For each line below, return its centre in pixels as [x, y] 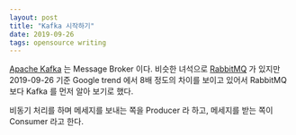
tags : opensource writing [58, 42]
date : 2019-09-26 [42, 34]
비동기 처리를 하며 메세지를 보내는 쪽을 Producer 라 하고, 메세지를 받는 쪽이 [141, 110]
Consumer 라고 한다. [46, 122]
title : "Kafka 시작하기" [52, 26]
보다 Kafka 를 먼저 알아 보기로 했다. [72, 91]
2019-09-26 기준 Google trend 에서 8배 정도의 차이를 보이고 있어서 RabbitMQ [148, 80]
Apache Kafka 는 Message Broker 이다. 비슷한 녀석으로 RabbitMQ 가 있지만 [145, 69]
